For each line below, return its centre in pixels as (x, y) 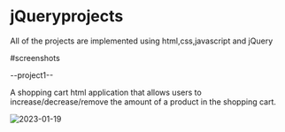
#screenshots (35, 58)
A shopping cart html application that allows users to (106, 92)
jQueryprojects (67, 16)
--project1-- (32, 75)
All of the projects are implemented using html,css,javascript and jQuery (142, 41)
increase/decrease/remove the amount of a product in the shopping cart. (143, 101)
